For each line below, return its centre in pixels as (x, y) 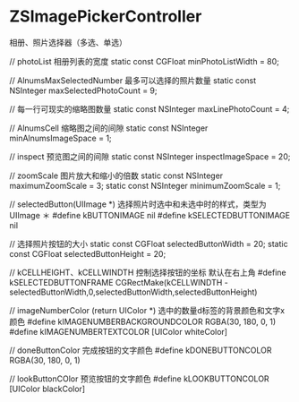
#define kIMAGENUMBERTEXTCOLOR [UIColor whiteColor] (119, 331)
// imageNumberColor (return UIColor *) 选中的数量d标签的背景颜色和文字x (147, 310)
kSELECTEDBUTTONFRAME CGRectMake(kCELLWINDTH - (119, 282)
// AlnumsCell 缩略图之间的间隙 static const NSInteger (109, 128)
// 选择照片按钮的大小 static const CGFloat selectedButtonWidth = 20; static (149, 244)
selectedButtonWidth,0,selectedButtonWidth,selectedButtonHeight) (133, 292)
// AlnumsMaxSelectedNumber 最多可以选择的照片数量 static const (133, 80)
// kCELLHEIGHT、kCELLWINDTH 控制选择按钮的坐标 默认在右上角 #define (148, 272)
